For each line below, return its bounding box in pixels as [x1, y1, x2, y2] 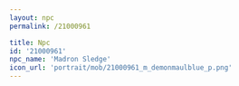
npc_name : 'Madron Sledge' [9, 55, 111, 64]
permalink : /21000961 [9, 22, 91, 31]
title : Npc [9, 38, 51, 47]
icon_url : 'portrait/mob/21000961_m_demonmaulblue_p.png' [9, 63, 233, 72]
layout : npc [9, 13, 54, 23]
